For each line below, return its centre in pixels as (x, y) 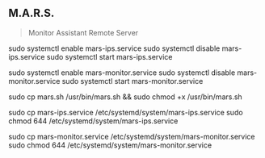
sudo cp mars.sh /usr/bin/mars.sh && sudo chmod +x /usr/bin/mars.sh (125, 97)
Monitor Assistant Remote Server (83, 32)
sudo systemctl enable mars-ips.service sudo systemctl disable (114, 48)
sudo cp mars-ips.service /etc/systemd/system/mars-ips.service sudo (126, 112)
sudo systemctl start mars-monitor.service (132, 81)
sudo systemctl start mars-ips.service (109, 56)
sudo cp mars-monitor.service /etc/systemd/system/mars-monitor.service (132, 136)
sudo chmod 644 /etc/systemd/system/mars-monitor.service (110, 145)
